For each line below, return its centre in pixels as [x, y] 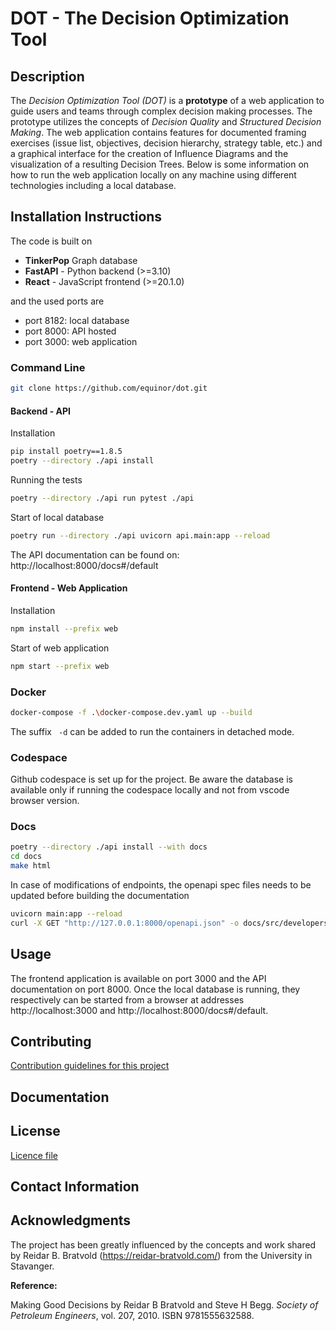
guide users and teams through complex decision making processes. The [161, 111]
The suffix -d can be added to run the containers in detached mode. [152, 731]
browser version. [45, 801]
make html [31, 866]
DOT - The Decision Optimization [150, 18]
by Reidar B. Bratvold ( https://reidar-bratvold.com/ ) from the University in [161, 1255]
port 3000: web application [81, 341]
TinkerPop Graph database [81, 260]
